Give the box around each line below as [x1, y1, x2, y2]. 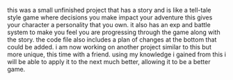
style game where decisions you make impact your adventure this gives [7, 13, 213, 22]
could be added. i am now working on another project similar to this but [7, 43, 212, 51]
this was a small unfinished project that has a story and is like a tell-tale [7, 6, 211, 14]
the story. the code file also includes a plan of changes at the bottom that [7, 35, 217, 44]
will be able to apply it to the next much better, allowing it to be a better [7, 58, 211, 65]
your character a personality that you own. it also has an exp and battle [7, 21, 211, 29]
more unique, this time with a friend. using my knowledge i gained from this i [7, 50, 227, 58]
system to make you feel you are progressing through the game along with [7, 28, 220, 36]
